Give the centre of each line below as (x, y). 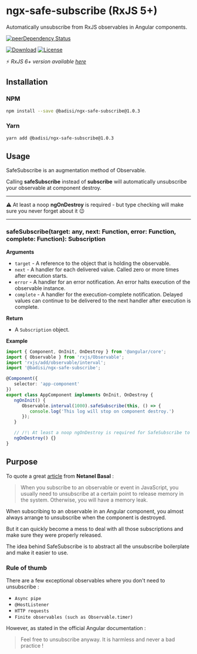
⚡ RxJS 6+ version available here (46, 61)
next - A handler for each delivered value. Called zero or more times (97, 269)
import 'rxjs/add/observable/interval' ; (56, 362)
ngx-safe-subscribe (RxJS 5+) (82, 11)
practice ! (32, 645)
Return (15, 318)
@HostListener (32, 605)
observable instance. (40, 288)
